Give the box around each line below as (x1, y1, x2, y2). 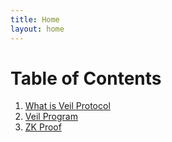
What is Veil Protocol (24, 100, 111, 112)
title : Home (10, 14, 60, 25)
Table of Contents (10, 67, 162, 90)
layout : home (10, 24, 65, 34)
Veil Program (24, 111, 78, 123)
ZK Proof (24, 121, 62, 133)
